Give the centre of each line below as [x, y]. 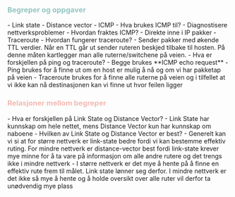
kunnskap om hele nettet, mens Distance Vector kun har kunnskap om [109, 126]
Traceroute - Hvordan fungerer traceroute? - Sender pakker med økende [113, 40]
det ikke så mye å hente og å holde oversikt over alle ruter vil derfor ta [109, 178]
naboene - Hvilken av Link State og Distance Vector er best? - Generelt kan [117, 133]
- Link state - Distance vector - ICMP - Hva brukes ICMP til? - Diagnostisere [117, 25]
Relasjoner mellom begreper [57, 103]
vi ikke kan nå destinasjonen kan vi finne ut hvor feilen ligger [95, 85]
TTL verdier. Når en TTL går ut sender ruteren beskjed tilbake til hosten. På [116, 48]
